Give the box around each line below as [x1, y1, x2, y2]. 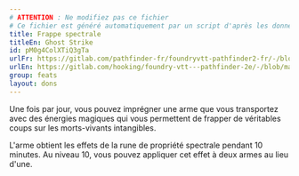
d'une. [9, 158, 33, 169]
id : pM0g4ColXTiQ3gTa [9, 46, 90, 55]
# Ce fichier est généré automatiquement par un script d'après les [9, 21, 269, 30]
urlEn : [9, 63, 34, 72]
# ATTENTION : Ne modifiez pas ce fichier [9, 12, 169, 22]
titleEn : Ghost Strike [9, 37, 93, 47]
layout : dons [9, 79, 58, 88]
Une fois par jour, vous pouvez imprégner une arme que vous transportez [9, 103, 279, 114]
